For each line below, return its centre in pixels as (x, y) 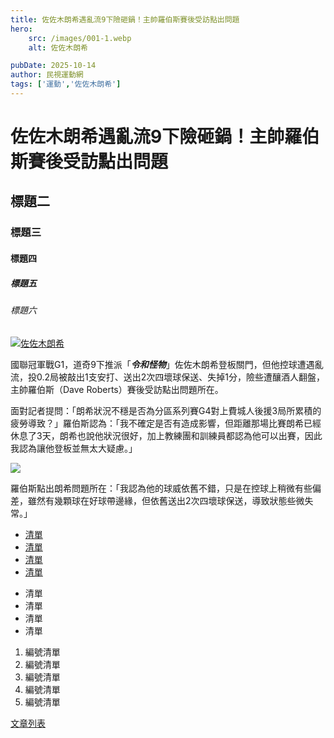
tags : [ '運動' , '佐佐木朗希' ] (66, 84)
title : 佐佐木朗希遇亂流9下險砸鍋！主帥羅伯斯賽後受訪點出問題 (125, 19)
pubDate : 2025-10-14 (53, 66)
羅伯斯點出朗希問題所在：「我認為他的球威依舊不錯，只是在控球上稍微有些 (161, 488)
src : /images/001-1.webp (80, 38)
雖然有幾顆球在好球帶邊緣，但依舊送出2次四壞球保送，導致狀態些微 (166, 500)
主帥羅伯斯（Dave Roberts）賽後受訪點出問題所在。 (117, 389)
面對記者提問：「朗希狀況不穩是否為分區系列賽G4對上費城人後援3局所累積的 (166, 410)
